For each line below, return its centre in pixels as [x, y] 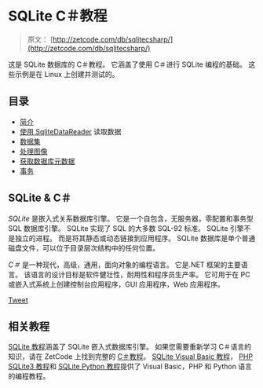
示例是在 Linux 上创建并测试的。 [67, 74]
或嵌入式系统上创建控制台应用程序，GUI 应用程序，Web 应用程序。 [117, 284]
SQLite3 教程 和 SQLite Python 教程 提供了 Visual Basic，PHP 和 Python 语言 [130, 367]
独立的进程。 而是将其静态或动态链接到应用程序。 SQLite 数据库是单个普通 [135, 238]
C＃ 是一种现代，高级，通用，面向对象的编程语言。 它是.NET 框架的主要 [125, 265]
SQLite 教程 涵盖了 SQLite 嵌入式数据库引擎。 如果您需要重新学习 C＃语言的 [130, 347]
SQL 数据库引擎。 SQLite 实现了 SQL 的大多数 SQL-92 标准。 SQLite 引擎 [126, 228]
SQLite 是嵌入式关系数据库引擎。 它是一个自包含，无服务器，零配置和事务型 [131, 218]
